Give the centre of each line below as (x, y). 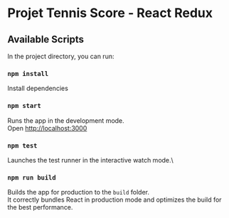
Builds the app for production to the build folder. (79, 192)
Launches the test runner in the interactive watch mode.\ (91, 160)
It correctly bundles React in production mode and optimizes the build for (114, 200)
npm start (24, 106)
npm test (22, 146)
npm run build (32, 178)
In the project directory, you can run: (61, 56)
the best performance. (40, 207)
